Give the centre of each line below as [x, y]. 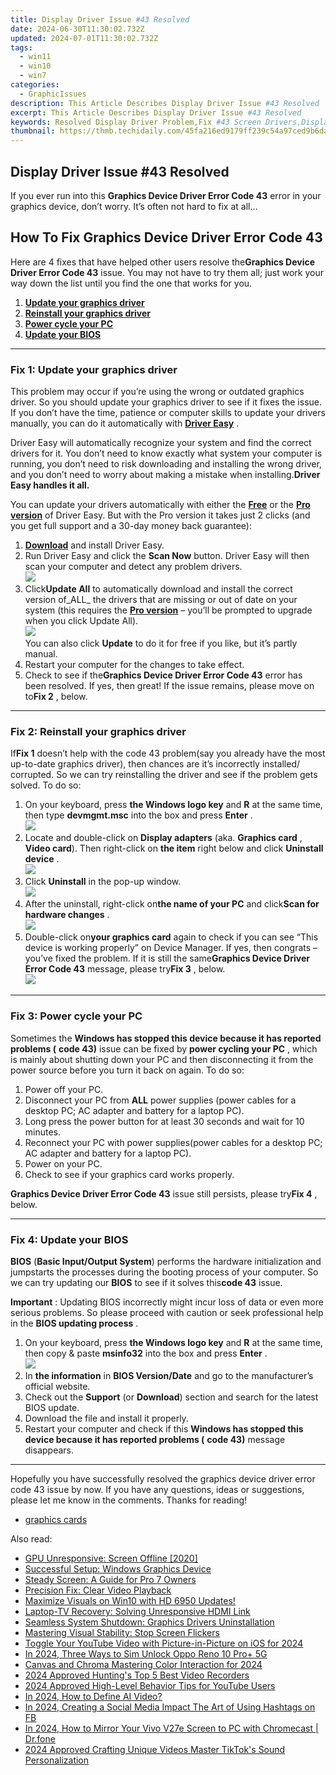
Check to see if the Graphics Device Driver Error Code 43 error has [163, 675]
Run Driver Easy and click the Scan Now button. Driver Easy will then [167, 556]
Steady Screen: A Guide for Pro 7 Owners [110, 1579]
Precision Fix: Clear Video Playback [98, 1590]
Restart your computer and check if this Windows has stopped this [164, 1428]
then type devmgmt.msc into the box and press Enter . [138, 815]
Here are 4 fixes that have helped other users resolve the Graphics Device [163, 262]
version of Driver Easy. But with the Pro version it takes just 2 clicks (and [160, 515]
